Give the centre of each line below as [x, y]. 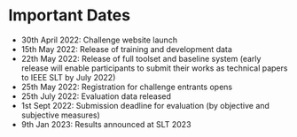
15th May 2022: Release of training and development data [126, 49]
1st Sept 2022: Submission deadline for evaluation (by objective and [145, 105]
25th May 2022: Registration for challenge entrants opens [126, 87]
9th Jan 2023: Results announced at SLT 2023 [106, 124]
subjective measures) [61, 115]
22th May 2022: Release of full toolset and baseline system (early [141, 58]
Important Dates [69, 15]
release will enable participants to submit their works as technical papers [154, 68]
